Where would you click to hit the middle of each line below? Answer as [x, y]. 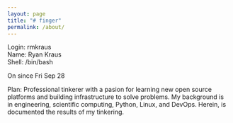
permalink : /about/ [36, 27]
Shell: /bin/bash [30, 62]
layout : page [27, 14]
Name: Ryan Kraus [34, 54]
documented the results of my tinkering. [66, 112]
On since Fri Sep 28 [36, 76]
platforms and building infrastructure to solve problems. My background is [116, 97]
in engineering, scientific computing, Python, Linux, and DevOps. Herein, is [117, 105]
